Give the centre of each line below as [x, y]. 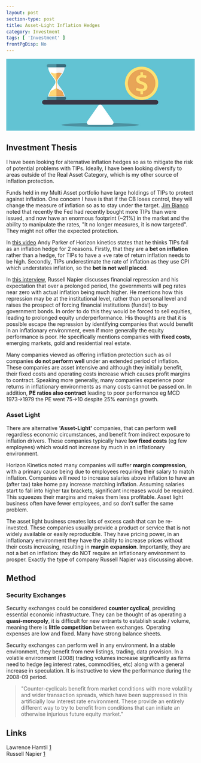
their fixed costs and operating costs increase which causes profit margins [98, 374]
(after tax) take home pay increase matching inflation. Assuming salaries [95, 484]
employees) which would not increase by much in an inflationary [86, 447]
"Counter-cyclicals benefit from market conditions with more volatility [106, 689]
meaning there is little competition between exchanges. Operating [89, 627]
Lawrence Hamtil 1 [29, 747]
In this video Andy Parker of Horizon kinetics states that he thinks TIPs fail [97, 243]
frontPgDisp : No [26, 44]
